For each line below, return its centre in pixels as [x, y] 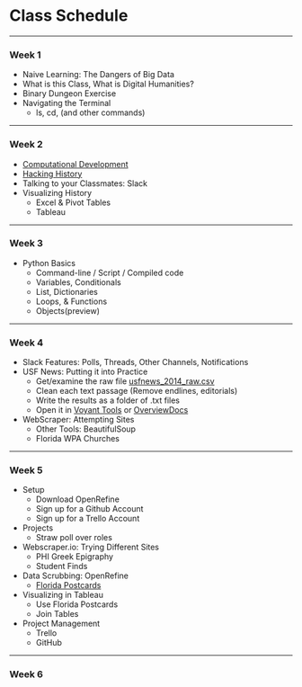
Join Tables [57, 614]
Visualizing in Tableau [62, 595]
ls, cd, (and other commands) [90, 112]
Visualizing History [57, 192]
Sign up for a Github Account [89, 509]
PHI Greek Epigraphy [75, 557]
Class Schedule [69, 16]
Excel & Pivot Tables [73, 202]
